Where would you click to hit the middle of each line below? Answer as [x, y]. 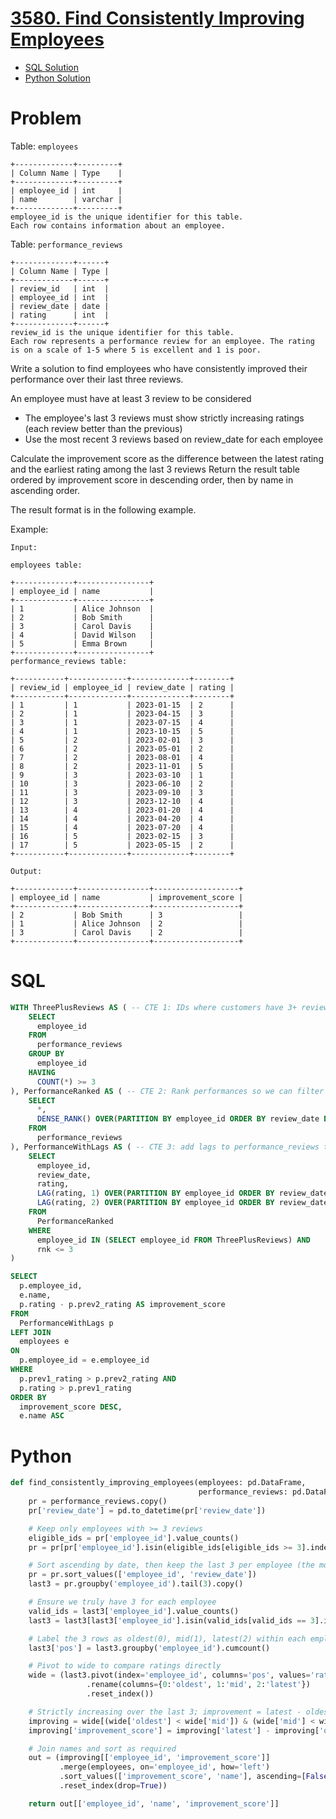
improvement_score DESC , [71, 1407]
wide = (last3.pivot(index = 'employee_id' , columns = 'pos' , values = [169, 1675]
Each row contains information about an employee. [118, 225]
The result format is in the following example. [103, 509]
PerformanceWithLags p [66, 1323]
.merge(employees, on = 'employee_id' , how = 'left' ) [165, 1767]
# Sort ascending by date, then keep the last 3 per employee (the [171, 1565]
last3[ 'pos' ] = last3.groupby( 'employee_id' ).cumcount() [149, 1648]
